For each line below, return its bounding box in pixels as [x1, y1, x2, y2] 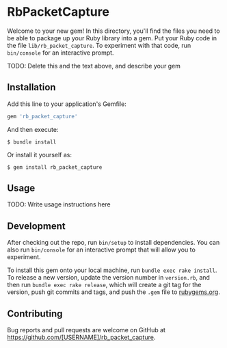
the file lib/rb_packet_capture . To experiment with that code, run [7, 41, 191, 49]
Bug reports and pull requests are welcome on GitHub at [7, 326, 166, 334]
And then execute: [7, 125, 59, 133]
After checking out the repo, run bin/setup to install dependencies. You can [7, 239, 220, 247]
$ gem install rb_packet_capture [7, 163, 103, 171]
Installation [7, 81, 56, 93]
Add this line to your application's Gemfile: [7, 100, 126, 108]
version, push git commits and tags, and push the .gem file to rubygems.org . [7, 288, 221, 296]
